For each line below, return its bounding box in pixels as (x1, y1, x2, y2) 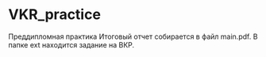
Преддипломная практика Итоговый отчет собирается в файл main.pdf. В (8, 32, 258, 41)
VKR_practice (8, 6, 102, 24)
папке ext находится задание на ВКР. (8, 40, 135, 49)
